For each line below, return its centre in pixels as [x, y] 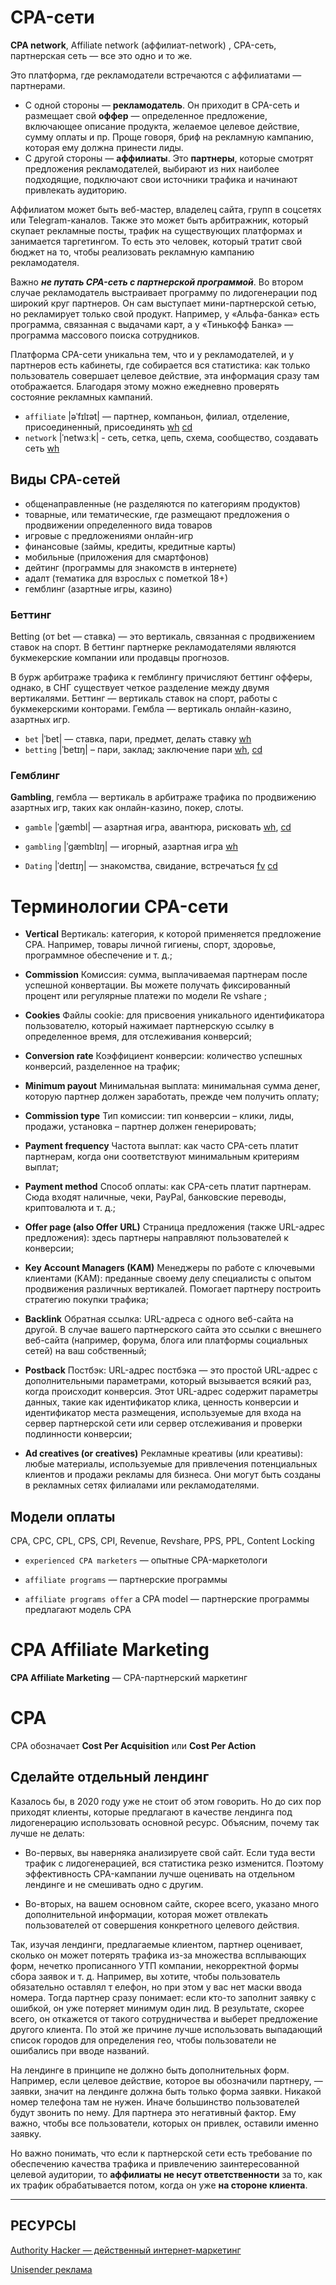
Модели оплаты [63, 1516]
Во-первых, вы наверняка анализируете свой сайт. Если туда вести [170, 1852]
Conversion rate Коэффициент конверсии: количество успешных [163, 1056]
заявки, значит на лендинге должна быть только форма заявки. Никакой [166, 2091]
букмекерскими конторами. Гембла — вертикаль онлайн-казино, [151, 709]
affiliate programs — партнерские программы [126, 1580]
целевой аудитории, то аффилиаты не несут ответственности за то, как [166, 2174]
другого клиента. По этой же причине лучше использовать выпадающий [166, 2029]
